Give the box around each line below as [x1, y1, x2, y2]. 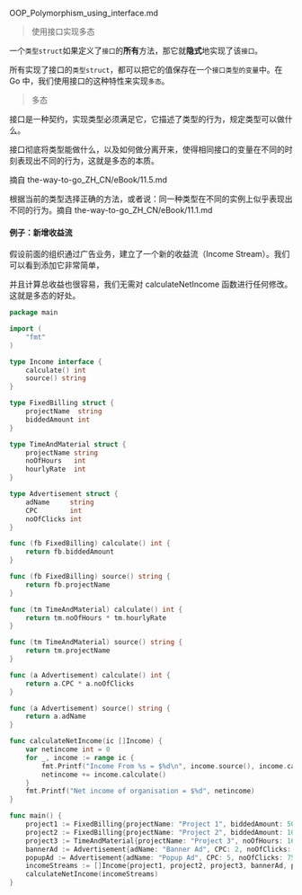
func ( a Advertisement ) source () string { [9, 704, 171, 713]
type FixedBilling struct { [9, 399, 115, 408]
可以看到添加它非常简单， [9, 260, 104, 270]
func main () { [9, 811, 63, 820]
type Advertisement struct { [9, 490, 119, 499]
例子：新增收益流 [9, 226, 73, 237]
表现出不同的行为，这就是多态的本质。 [16, 155, 159, 165]
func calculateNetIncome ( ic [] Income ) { [9, 737, 164, 746]
